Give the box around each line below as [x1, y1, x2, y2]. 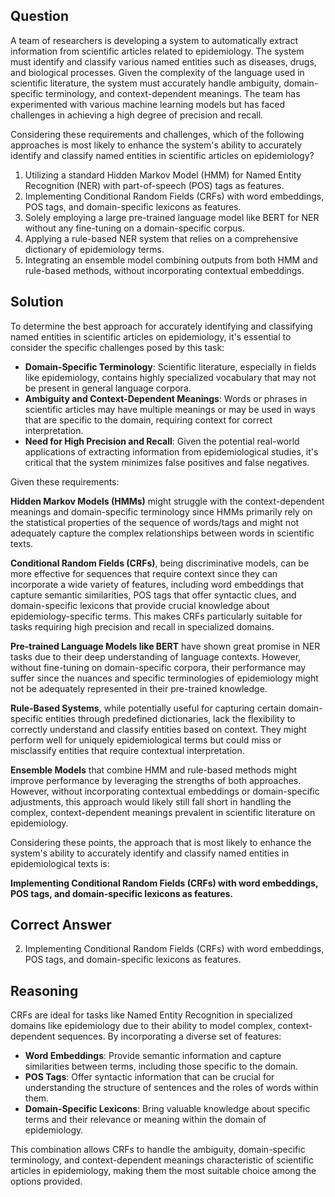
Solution [10, 294, 64, 311]
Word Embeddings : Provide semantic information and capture [24, 1050, 282, 1062]
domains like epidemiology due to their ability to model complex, [10, 1020, 276, 1032]
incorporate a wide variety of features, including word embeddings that [10, 578, 305, 590]
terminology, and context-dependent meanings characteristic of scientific [10, 1154, 315, 1166]
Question [10, 8, 69, 25]
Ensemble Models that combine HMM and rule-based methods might [10, 764, 298, 776]
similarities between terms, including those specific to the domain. [24, 1060, 299, 1073]
